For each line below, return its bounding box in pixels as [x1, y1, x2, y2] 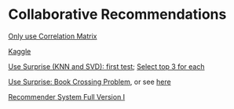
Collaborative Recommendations [8, 5, 227, 24]
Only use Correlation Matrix [8, 31, 97, 41]
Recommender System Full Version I [8, 92, 126, 101]
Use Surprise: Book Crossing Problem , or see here [8, 77, 171, 86]
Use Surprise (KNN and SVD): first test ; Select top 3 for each [8, 61, 205, 71]
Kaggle [8, 46, 31, 56]
